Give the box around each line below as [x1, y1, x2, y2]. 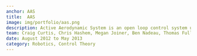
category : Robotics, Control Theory [6, 41, 96, 47]
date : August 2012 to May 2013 [6, 36, 83, 41]
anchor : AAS [6, 8, 35, 15]
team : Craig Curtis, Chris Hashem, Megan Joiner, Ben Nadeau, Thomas [6, 30, 180, 36]
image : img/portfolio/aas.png [6, 19, 80, 25]
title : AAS [6, 14, 35, 20]
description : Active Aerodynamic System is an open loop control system [6, 24, 188, 31]
